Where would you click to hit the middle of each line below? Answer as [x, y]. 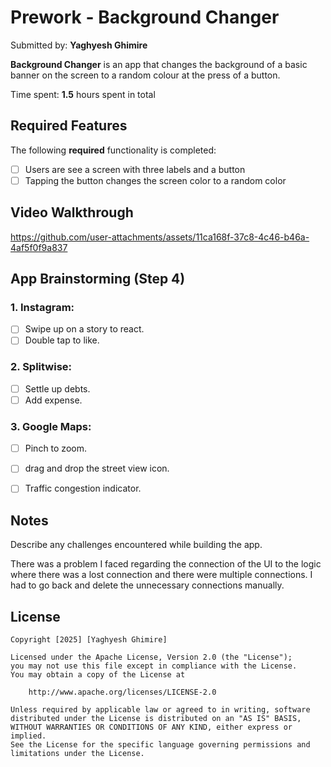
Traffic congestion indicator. [83, 488]
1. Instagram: [42, 307]
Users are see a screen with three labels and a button [135, 169]
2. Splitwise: [41, 367]
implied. [28, 736]
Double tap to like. [62, 340]
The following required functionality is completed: [113, 150]
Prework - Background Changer [145, 17]
